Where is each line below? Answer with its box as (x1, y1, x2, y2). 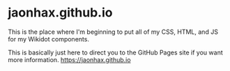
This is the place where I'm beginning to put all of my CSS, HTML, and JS (8, 28, 219, 36)
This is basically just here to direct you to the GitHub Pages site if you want (8, 48, 223, 57)
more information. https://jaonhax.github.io (8, 55, 131, 63)
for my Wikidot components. (8, 34, 90, 43)
